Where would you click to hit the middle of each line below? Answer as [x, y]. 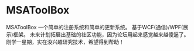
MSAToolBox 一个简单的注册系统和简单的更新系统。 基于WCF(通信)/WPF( [95, 27]
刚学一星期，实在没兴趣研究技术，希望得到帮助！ [65, 42]
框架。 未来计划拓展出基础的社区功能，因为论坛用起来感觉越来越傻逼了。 [101, 34]
